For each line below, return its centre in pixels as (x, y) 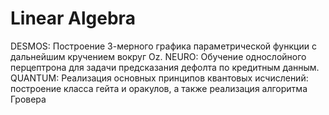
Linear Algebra (73, 18)
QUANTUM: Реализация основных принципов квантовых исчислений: (159, 78)
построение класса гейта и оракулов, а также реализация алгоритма (159, 88)
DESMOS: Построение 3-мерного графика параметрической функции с (163, 46)
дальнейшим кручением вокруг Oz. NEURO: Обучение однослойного (158, 56)
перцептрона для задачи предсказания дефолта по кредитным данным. (165, 67)
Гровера (28, 99)
